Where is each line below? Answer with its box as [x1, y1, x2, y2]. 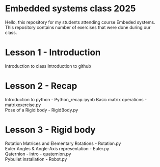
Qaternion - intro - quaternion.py [5, 151, 71, 157]
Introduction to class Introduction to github [5, 63, 92, 69]
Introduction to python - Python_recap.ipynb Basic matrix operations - [5, 96, 147, 102]
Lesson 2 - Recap [5, 81, 78, 91]
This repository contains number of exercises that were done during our [5, 24, 151, 30]
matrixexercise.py [5, 102, 41, 108]
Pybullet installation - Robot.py [5, 156, 67, 162]
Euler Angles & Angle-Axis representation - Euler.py [5, 145, 109, 151]
